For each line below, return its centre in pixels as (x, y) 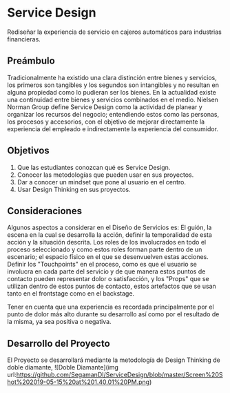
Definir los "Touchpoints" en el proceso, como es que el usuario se (102, 265)
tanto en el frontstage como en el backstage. (71, 294)
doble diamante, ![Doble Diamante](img (63, 367)
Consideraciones (45, 211)
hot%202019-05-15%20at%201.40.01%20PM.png (79, 382)
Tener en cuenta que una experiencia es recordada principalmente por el (111, 307)
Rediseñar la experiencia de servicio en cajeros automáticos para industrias (114, 32)
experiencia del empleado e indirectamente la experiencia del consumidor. (113, 128)
